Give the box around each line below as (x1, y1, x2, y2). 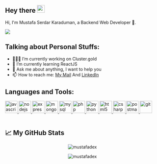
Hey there (5, 6, 36, 15)
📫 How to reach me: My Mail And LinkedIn (12, 71, 99, 77)
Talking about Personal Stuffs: (5, 43, 100, 51)
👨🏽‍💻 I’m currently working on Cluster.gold (12, 56, 97, 62)
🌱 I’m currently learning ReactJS (12, 61, 78, 67)
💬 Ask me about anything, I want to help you (12, 66, 102, 72)
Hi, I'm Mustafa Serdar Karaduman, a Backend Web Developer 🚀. (5, 19, 136, 25)
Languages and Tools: (5, 88, 75, 96)
